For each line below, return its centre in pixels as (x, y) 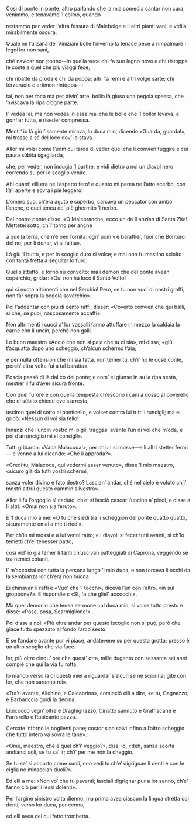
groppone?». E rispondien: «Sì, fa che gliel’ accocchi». (72, 594)
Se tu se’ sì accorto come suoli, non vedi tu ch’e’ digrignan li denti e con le (95, 763)
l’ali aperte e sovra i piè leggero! (44, 190)
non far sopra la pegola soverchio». (49, 296)
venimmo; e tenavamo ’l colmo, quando (54, 15)
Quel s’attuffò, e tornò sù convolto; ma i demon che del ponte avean (88, 272)
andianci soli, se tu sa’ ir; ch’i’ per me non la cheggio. (70, 752)
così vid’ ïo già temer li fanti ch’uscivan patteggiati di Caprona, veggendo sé (97, 553)
